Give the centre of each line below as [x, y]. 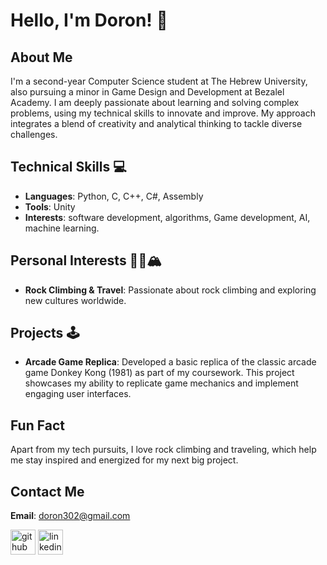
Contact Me [47, 491]
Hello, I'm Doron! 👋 [89, 20]
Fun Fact [37, 425]
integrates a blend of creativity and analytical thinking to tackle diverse [156, 123]
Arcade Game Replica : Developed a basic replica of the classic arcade [170, 362]
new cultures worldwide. [75, 300]
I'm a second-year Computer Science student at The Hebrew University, [159, 81]
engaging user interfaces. [78, 394]
